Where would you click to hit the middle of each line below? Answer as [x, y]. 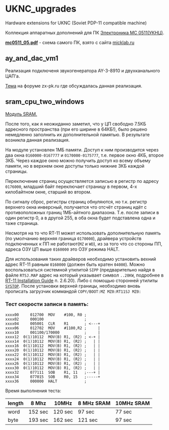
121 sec [88, 420]
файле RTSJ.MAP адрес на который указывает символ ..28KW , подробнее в [84, 275]
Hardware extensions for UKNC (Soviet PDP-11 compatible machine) [76, 23]
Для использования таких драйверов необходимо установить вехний [81, 259]
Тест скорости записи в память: [47, 304]
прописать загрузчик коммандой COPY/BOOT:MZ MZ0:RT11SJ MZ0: [73, 291]
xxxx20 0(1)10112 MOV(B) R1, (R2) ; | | [53, 350]
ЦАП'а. [13, 76]
